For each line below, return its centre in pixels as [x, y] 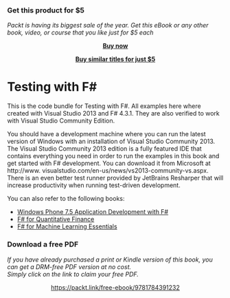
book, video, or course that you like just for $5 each [80, 32]
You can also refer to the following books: [66, 199]
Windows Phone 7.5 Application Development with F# [93, 212]
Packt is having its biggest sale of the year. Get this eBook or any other [108, 25]
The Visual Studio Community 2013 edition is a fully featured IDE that [105, 149]
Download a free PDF [43, 244]
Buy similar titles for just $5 [115, 59]
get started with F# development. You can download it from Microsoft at [109, 163]
